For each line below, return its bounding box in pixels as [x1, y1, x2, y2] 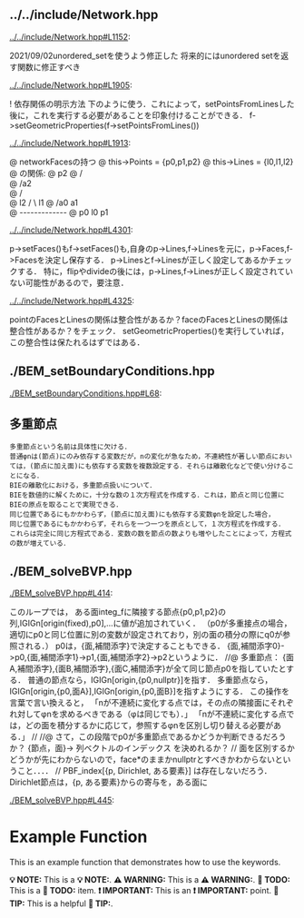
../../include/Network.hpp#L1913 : [9, 137, 132, 148]
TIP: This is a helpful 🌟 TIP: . [9, 898, 113, 909]
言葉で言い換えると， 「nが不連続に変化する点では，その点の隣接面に [9, 697, 270, 708]
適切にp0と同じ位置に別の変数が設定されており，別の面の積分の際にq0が [9, 629, 283, 640]
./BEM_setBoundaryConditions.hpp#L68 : [9, 388, 162, 399]
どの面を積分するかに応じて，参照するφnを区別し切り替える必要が [25, 720, 274, 731]
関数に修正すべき [16, 61, 82, 72]
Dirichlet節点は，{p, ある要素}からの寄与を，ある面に [9, 776, 209, 788]
